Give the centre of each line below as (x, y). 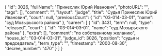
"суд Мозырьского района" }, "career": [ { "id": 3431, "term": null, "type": (79, 22)
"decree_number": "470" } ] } (34, 48)
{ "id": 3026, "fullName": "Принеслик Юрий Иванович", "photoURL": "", (77, 7)
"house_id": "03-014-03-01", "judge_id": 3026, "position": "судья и (72, 38)
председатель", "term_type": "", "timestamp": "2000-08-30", (66, 43)
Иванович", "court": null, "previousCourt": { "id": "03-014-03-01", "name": (79, 17)
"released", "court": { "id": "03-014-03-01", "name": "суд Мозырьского (76, 28)
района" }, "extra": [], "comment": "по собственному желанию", (70, 33)
